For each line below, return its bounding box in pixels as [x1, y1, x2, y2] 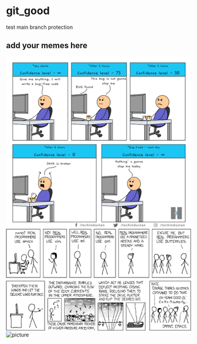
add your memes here [6, 41, 88, 51]
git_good [6, 4, 50, 18]
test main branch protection [6, 24, 73, 31]
